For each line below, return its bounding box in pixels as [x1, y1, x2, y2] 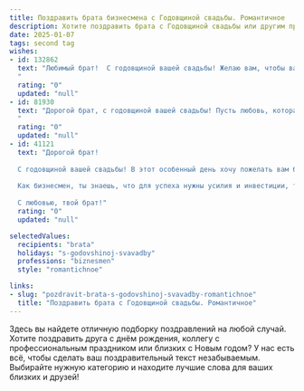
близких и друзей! [9, 371, 80, 382]
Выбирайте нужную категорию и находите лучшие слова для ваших [9, 361, 273, 372]
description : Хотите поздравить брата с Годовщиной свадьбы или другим [9, 22, 285, 31]
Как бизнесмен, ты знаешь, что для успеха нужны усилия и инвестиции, [17, 182, 290, 191]
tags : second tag [9, 38, 75, 48]
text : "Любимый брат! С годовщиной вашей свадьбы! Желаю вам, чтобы [17, 64, 285, 73]
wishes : [9, 47, 39, 56]
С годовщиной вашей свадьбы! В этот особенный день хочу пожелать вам [17, 165, 290, 174]
